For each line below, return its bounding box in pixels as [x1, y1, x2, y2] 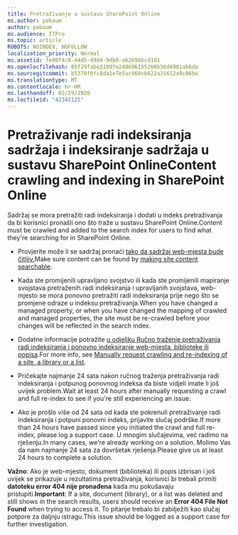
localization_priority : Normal [7, 50, 100, 58]
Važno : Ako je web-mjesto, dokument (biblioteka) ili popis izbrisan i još [7, 467, 215, 475]
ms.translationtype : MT [7, 76, 78, 84]
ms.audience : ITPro [7, 30, 65, 38]
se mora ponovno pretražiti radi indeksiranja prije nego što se [38, 291, 219, 299]
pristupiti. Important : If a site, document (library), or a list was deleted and [7, 490, 223, 498]
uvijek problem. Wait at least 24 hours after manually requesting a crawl [17, 387, 227, 395]
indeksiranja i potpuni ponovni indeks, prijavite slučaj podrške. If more [17, 415, 221, 423]
